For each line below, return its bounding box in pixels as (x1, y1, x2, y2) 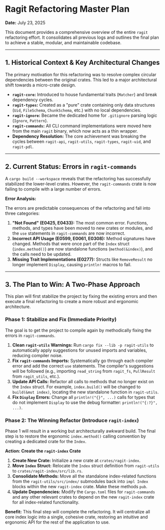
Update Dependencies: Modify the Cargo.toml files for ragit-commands (12, 489, 156, 495)
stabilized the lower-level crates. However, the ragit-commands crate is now (5, 181, 157, 187)
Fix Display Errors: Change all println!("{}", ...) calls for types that (12, 394, 155, 400)
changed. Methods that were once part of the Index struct (12, 241, 130, 247)
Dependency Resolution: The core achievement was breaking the (12, 133, 146, 139)
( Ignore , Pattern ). (12, 117, 48, 123)
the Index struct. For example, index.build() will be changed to (12, 384, 141, 390)
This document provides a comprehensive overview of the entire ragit (5, 29, 148, 35)
